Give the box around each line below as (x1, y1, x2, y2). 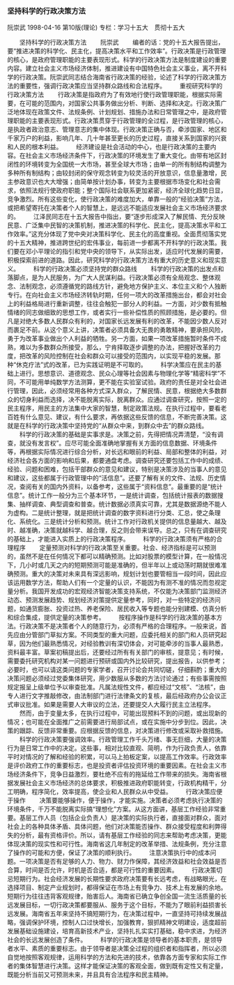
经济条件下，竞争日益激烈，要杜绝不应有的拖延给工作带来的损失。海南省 (13, 770, 221, 779)
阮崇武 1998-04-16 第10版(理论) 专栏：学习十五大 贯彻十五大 (7, 23, 185, 32)
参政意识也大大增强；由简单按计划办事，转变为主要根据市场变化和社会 (13, 178, 214, 186)
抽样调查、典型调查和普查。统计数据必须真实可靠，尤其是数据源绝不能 (19, 500, 221, 508)
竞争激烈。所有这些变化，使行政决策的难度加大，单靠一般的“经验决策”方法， (7, 195, 226, 204)
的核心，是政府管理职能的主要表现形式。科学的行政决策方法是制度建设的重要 (7, 56, 227, 64)
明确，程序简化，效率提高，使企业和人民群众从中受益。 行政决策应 (13, 788, 217, 796)
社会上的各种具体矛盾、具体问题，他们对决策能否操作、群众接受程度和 (7, 823, 209, 831)
